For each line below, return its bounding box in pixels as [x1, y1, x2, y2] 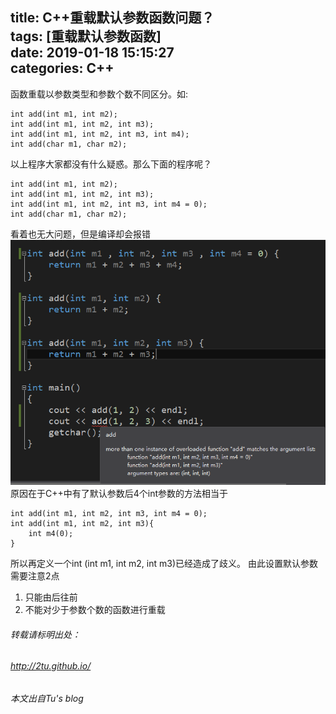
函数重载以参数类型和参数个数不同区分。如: [10, 88, 189, 100]
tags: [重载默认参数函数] [10, 28, 162, 45]
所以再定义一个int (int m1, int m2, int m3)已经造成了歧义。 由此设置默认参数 [10, 558, 318, 570]
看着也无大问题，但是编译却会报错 [10, 228, 151, 240]
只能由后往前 [24, 591, 78, 603]
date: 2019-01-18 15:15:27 [10, 44, 175, 62]
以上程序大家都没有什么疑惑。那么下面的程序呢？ [10, 158, 212, 170]
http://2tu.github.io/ [10, 660, 92, 672]
